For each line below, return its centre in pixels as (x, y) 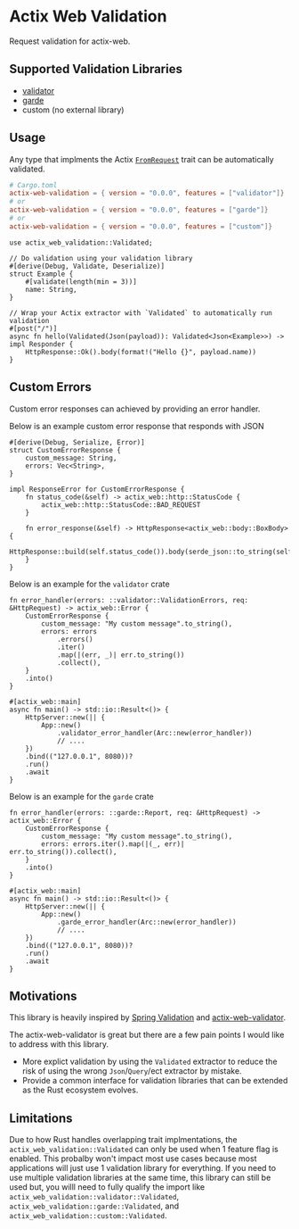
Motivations (43, 996)
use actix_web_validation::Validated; (81, 243)
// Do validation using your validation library (101, 258)
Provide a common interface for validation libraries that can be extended (155, 1081)
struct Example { (41, 274)
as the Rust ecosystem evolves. (80, 1090)
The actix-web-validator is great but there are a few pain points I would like (147, 1035)
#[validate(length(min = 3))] (81, 282)
